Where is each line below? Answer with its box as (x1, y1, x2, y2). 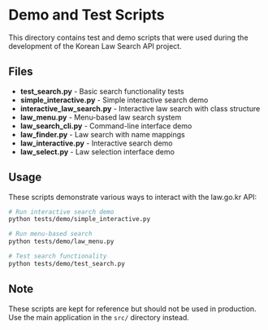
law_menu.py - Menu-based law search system (19, 112, 182, 122)
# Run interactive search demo (8, 207, 115, 216)
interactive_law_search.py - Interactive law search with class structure (19, 103, 261, 113)
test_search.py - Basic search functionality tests (19, 86, 184, 96)
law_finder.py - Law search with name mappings (19, 129, 185, 139)
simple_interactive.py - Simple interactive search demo (19, 95, 209, 105)
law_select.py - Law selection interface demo (19, 146, 175, 156)
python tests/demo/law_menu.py (8, 237, 115, 245)
